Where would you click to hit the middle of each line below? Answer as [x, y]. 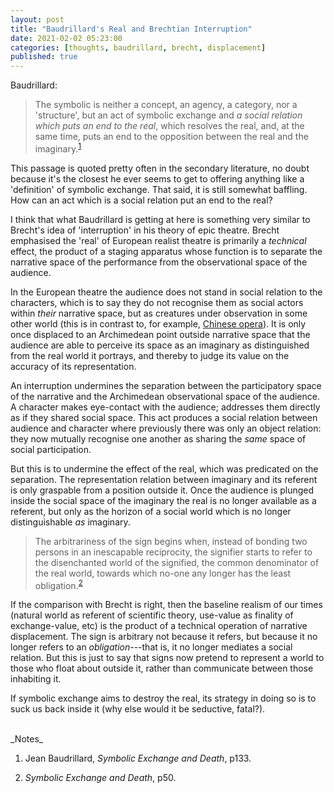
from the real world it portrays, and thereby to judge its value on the [150, 355]
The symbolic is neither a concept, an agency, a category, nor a [166, 105]
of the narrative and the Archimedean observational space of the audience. [165, 396]
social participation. [51, 449]
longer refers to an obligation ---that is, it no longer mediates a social [151, 647]
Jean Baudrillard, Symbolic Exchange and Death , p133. [138, 758]
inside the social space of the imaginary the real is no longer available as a [163, 500]
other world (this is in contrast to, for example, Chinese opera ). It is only [158, 323]
